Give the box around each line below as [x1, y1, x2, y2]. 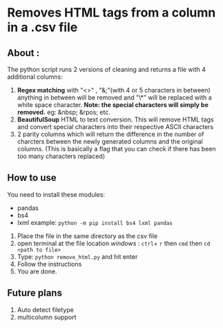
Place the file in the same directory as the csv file [17, 231, 158, 240]
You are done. [17, 267, 57, 276]
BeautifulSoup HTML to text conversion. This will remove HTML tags [17, 115, 214, 124]
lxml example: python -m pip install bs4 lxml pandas [17, 218, 173, 226]
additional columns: [7, 73, 64, 81]
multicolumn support [17, 313, 77, 321]
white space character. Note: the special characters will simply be [17, 101, 209, 108]
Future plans [7, 287, 62, 299]
